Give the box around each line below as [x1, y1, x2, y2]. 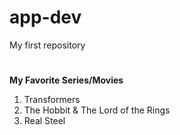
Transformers [23, 94, 81, 106]
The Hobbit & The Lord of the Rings [23, 104, 171, 116]
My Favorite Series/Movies [9, 74, 124, 86]
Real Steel [23, 115, 66, 127]
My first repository [9, 39, 86, 51]
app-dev [9, 6, 82, 29]
